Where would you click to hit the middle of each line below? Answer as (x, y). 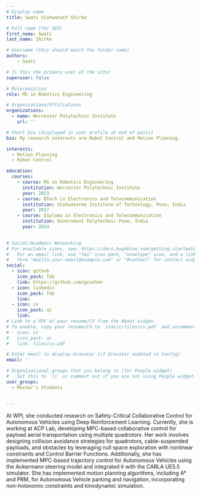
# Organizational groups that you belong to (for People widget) (89, 371)
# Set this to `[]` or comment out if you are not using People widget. (101, 376)
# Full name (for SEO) (34, 28)
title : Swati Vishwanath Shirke (46, 17)
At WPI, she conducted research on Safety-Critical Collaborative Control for (99, 416)
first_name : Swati (29, 34)
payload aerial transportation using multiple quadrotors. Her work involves (98, 435)
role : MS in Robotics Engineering (49, 94)
